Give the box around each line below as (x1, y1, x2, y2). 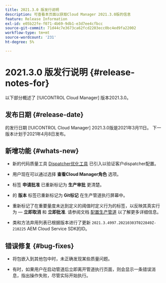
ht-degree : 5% (5, 40, 35, 45)
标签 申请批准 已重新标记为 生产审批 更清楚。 (12, 182, 105, 188)
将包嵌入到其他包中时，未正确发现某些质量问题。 (12, 256, 112, 262)
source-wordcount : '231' (5, 35, 56, 40)
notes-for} (5, 77, 50, 89)
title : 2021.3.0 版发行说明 (5, 7, 59, 12)
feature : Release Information (5, 16, 68, 21)
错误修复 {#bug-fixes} (5, 241, 74, 250)
